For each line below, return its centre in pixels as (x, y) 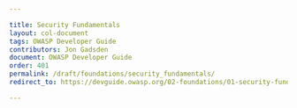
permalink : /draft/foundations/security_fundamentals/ (112, 74)
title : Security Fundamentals (65, 25)
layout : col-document (49, 33)
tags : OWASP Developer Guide (63, 41)
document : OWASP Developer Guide (71, 58)
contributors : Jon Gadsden (59, 49)
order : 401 (29, 66)
